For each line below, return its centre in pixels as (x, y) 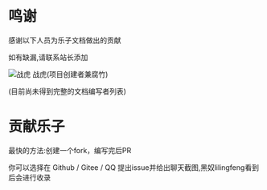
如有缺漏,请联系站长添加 (48, 57)
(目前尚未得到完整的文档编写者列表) (68, 91)
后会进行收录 (29, 177)
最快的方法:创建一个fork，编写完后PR (70, 150)
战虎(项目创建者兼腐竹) (70, 74)
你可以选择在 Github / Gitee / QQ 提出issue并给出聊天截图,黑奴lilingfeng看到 (134, 167)
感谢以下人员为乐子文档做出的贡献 (65, 40)
